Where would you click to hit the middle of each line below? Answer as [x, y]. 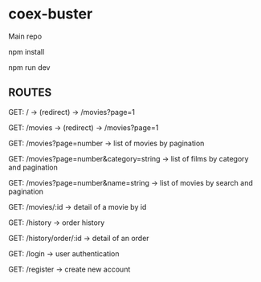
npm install [27, 51]
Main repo [25, 36]
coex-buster [51, 14]
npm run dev [29, 67]
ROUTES [30, 93]
